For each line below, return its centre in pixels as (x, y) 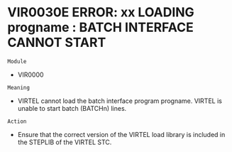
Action (17, 121)
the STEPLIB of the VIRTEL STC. (65, 142)
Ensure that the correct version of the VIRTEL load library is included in (121, 134)
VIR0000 (31, 75)
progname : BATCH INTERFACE (100, 27)
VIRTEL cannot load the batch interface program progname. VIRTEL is (120, 101)
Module (17, 61)
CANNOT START (57, 43)
